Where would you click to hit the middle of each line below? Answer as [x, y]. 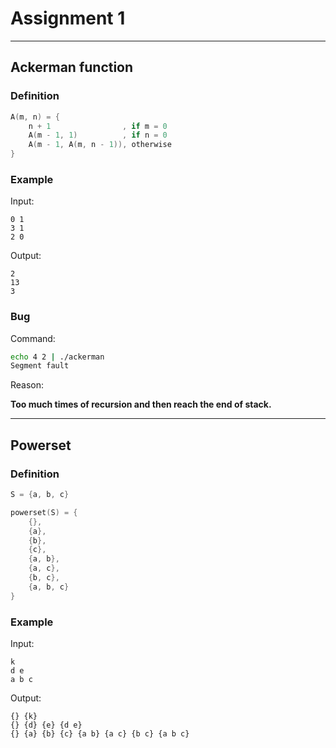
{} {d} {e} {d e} [46, 725]
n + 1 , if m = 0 [98, 126]
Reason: [27, 385]
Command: [33, 338]
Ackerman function [72, 67]
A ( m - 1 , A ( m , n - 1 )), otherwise [100, 145]
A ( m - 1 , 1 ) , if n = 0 [98, 135]
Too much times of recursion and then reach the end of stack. [141, 404]
